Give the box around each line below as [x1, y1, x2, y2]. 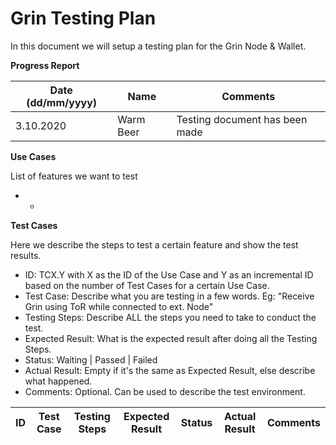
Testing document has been [176, 112, 308, 126]
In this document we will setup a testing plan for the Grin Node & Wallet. [10, 40, 307, 52]
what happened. [24, 375, 93, 387]
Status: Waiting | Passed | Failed [24, 353, 158, 366]
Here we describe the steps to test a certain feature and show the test [10, 238, 299, 251]
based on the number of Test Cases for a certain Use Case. [24, 279, 270, 291]
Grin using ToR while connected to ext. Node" [24, 300, 214, 312]
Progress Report [10, 59, 80, 71]
